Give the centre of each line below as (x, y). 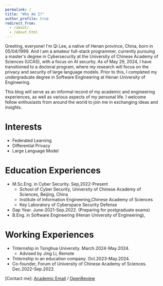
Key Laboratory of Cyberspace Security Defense (68, 205)
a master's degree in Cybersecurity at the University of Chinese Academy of (82, 56)
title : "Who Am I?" (25, 14)
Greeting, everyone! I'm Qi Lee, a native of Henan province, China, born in (79, 46)
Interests (24, 127)
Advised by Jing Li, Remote (47, 253)
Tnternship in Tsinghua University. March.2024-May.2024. (71, 248)
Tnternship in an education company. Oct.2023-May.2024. (71, 258)
